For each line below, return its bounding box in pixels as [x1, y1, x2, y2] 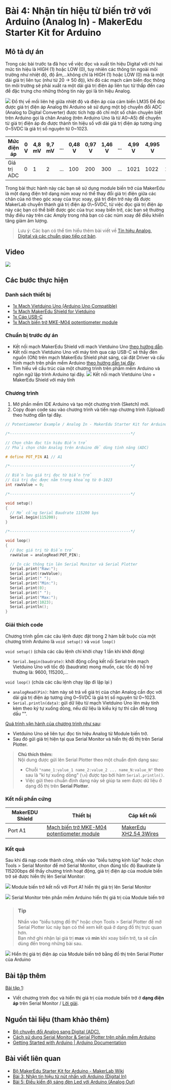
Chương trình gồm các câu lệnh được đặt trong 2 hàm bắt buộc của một [5, 633, 156, 639]
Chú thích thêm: [17, 751, 53, 757]
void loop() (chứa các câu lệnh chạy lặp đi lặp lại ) [5, 679, 112, 685]
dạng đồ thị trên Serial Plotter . [25, 783, 90, 789]
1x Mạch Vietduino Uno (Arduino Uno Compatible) [12, 303, 118, 309]
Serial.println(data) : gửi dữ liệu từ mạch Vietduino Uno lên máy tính [12, 699, 159, 706]
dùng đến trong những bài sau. [17, 941, 83, 947]
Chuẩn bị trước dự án [5, 332, 59, 339]
